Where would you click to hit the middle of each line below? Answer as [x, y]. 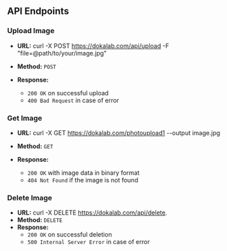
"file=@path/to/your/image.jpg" [62, 53]
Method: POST [36, 66]
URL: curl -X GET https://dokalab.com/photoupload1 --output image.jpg [119, 132]
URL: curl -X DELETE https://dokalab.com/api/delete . [92, 213]
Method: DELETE [40, 220]
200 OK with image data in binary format [83, 172]
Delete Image [30, 198]
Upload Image [31, 31]
